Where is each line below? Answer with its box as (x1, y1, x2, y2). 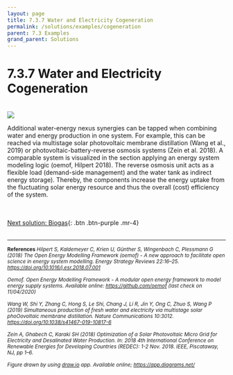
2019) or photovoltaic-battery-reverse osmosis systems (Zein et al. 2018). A (7, 147, 223, 155)
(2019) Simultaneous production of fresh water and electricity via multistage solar (7, 307, 203, 314)
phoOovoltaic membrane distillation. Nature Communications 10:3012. (7, 313, 175, 320)
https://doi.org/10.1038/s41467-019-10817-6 (7, 319, 112, 326)
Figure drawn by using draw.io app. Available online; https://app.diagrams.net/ (7, 362, 196, 369)
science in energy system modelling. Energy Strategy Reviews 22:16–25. (7, 258, 180, 265)
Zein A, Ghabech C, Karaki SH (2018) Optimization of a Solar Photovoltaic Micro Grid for (7, 331, 218, 338)
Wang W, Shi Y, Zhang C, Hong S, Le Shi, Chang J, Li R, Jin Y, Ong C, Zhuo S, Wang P (7, 301, 212, 308)
